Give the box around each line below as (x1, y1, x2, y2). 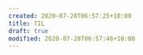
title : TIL (8, 19, 45, 27)
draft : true (8, 27, 48, 35)
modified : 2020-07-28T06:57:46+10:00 (8, 34, 136, 43)
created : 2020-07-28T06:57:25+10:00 (8, 11, 132, 20)
